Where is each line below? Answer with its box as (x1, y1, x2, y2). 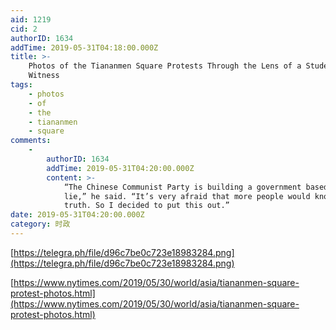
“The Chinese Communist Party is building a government (63, 182, 302, 192)
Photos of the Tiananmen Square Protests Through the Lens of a (28, 61, 302, 71)
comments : (10, 136, 52, 146)
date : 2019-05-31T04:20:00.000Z (10, 210, 145, 220)
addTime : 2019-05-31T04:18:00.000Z (10, 42, 159, 53)
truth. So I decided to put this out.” (63, 201, 230, 211)
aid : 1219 (10, 14, 52, 25)
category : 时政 (10, 219, 71, 230)
